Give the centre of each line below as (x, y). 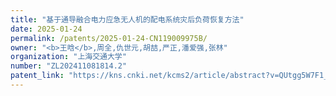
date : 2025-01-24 (46, 29)
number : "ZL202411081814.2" (69, 66)
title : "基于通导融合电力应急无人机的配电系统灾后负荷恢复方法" (127, 19)
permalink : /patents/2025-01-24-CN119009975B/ (109, 38)
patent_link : (37, 76)
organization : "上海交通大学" (68, 57)
